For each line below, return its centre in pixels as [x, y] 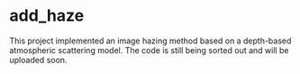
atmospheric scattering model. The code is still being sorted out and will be [149, 50]
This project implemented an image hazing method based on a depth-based [150, 41]
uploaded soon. [38, 60]
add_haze [47, 16]
